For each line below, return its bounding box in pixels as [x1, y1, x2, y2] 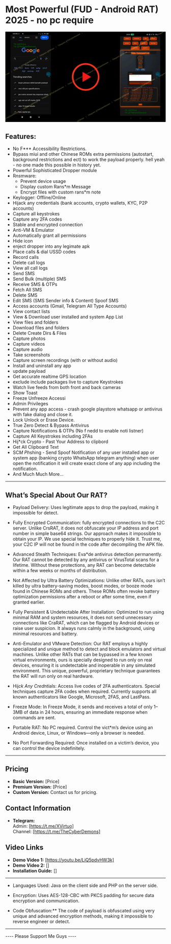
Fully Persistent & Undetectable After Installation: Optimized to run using [12, 609, 164, 615]
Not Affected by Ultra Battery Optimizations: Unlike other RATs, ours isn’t [12, 577, 165, 584]
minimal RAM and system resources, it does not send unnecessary [12, 614, 153, 621]
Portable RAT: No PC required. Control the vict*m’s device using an [12, 724, 153, 731]
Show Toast [12, 390, 38, 396]
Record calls [12, 254, 39, 260]
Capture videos [12, 341, 45, 347]
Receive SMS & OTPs [12, 281, 58, 287]
